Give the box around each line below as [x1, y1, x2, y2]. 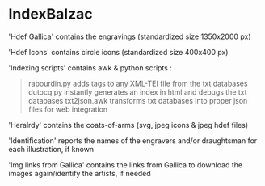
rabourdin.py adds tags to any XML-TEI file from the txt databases [27, 78, 248, 88]
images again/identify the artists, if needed [8, 168, 151, 178]
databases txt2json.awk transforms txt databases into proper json [27, 95, 248, 105]
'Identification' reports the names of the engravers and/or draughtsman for [8, 135, 258, 146]
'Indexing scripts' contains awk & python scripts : [8, 62, 172, 73]
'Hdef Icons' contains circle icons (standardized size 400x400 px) [8, 47, 229, 57]
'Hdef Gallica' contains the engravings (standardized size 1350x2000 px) [8, 32, 251, 41]
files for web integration [27, 104, 108, 114]
